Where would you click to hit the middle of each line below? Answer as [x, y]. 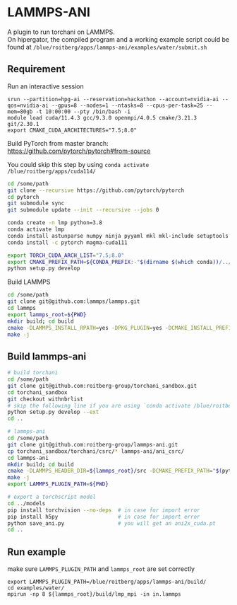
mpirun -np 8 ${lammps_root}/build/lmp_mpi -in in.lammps [94, 594]
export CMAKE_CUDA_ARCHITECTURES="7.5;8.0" [72, 130]
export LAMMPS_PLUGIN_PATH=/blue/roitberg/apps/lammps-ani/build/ [107, 582]
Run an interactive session [46, 86]
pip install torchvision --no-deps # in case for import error [104, 510]
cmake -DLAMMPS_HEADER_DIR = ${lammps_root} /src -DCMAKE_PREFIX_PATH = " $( [115, 471]
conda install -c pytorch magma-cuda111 [68, 242]
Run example [36, 552]
